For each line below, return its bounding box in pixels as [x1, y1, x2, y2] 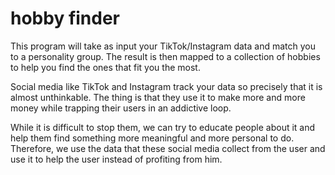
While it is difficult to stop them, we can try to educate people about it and [10, 121, 316, 133]
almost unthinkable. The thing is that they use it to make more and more [10, 91, 306, 103]
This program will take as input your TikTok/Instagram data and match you [10, 40, 317, 52]
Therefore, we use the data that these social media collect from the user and [10, 142, 326, 154]
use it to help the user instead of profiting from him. [10, 153, 223, 165]
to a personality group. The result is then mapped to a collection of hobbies [10, 50, 321, 62]
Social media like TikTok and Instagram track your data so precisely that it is [10, 80, 323, 92]
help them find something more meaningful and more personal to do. [10, 132, 295, 144]
